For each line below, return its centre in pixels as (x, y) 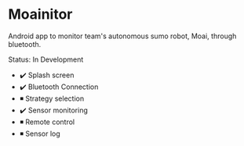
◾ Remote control (47, 122)
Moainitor (40, 14)
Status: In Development (46, 59)
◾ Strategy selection (52, 98)
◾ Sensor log (40, 134)
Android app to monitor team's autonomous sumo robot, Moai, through (122, 36)
